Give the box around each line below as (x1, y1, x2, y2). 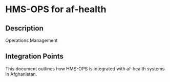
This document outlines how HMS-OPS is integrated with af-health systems (5, 65, 165, 72)
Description (5, 24, 44, 33)
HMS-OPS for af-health (5, 4, 107, 15)
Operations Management (5, 37, 58, 43)
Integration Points (5, 52, 64, 61)
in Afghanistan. (5, 71, 37, 77)
